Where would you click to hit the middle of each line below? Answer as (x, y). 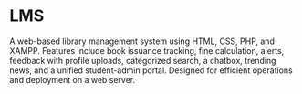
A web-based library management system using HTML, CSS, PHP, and (142, 41)
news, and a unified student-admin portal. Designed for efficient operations (151, 70)
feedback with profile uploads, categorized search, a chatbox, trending (143, 60)
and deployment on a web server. (73, 79)
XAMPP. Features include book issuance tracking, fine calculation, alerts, (147, 50)
